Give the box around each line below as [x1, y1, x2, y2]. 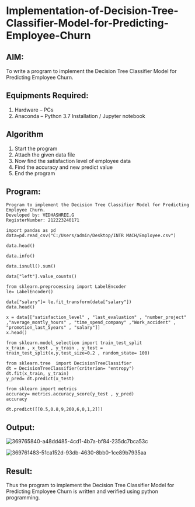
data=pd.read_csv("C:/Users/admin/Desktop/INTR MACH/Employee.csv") [6, 232, 176, 239]
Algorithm [6, 130, 44, 140]
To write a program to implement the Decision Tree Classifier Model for [6, 68, 177, 74]
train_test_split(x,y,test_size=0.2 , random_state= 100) [6, 350, 150, 356]
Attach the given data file [14, 151, 75, 158]
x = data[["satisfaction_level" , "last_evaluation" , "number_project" [6, 314, 187, 321]
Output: [6, 422, 35, 432]
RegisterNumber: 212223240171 [6, 217, 80, 223]
